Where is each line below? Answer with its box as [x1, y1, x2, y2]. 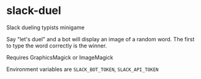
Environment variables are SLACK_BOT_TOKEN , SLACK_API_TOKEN [6, 65, 159, 73]
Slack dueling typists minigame [6, 24, 85, 31]
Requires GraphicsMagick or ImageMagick [6, 53, 114, 61]
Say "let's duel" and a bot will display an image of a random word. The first [6, 35, 195, 43]
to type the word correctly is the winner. [6, 42, 107, 49]
